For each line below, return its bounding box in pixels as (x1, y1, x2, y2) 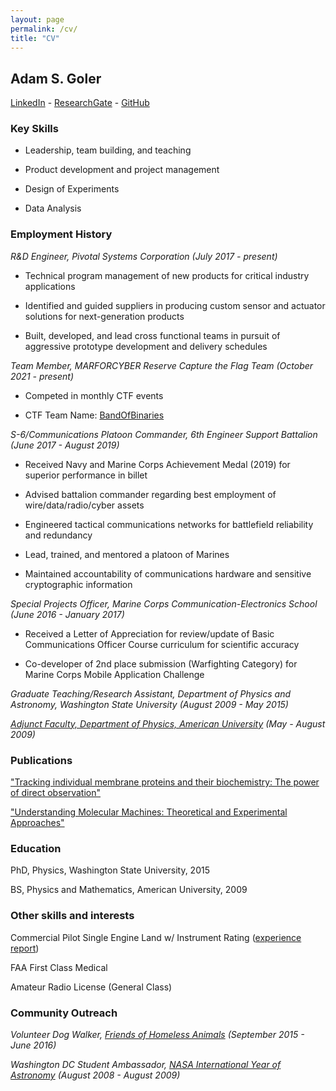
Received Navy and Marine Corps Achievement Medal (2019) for (24, 458, 291, 470)
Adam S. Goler (10, 70, 102, 87)
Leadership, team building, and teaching (24, 144, 192, 156)
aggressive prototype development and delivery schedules (24, 340, 268, 352)
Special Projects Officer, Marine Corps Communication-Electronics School (10, 597, 318, 610)
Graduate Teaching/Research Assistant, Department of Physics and (10, 687, 291, 700)
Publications (10, 753, 73, 767)
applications (24, 280, 76, 292)
